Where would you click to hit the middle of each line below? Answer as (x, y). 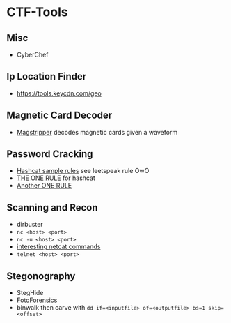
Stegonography (41, 276)
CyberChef (32, 54)
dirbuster (30, 225)
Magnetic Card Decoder (59, 115)
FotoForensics (37, 300)
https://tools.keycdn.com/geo (59, 93)
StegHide (30, 293)
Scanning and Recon (52, 208)
